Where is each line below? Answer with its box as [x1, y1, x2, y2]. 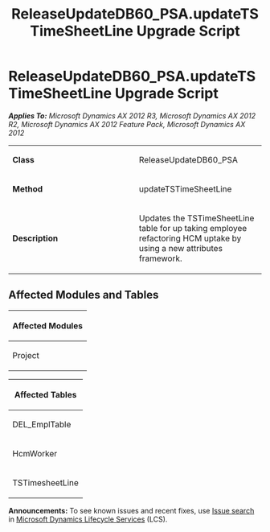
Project [12, 349, 40, 361]
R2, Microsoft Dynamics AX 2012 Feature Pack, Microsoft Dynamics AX [8, 119, 246, 129]
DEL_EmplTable [12, 419, 72, 430]
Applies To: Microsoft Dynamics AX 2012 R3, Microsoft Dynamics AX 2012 [8, 110, 256, 121]
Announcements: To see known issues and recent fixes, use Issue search [8, 505, 255, 515]
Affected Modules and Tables [8, 288, 159, 302]
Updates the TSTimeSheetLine [139, 212, 255, 224]
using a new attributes [139, 242, 223, 254]
